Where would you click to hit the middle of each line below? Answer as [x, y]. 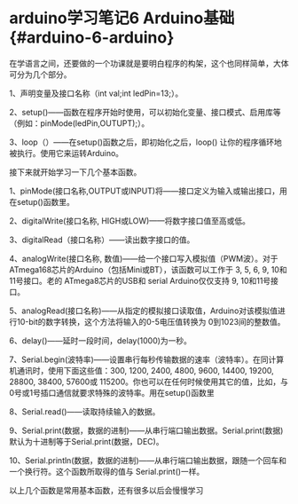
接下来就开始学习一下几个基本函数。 [75, 172]
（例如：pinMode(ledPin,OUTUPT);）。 [79, 123]
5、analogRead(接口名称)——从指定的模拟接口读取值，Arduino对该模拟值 [144, 311]
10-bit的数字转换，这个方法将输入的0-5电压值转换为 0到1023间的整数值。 [151, 321]
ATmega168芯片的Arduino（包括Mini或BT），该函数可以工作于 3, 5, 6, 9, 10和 [148, 269]
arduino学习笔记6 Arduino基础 [122, 18]
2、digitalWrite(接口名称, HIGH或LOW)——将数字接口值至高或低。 [130, 220]
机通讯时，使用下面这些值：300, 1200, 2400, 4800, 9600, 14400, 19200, [142, 370]
